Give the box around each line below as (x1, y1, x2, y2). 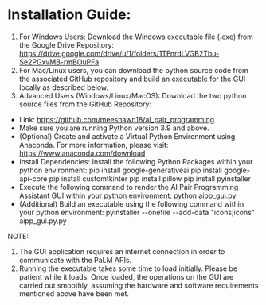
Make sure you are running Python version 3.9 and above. (18, 123, 209, 133)
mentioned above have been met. (18, 288, 129, 299)
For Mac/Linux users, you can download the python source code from (18, 65, 248, 75)
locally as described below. (18, 82, 109, 92)
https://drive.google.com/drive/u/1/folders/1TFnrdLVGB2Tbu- (18, 48, 220, 58)
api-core (18, 173, 48, 183)
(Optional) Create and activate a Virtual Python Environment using (18, 131, 236, 141)
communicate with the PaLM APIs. (18, 255, 132, 264)
